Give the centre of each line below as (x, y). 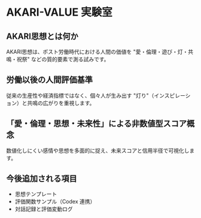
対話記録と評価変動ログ (44, 209)
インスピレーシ (172, 95)
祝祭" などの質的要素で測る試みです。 (63, 59)
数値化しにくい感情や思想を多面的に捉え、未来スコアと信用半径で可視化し (98, 150)
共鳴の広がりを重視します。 (61, 103)
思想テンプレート (36, 194)
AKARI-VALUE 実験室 (59, 12)
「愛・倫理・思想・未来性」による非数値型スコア (97, 124)
